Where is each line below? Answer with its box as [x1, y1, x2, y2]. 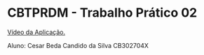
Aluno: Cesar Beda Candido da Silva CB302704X [7, 41, 149, 49]
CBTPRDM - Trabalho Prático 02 [7, 5, 198, 21]
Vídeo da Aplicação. [7, 28, 65, 36]
